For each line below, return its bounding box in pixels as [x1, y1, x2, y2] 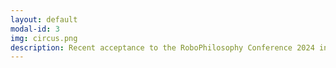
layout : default [10, 14, 78, 25]
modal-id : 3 [10, 24, 60, 34]
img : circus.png [10, 33, 78, 43]
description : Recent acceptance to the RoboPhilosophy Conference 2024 [10, 42, 315, 53]
